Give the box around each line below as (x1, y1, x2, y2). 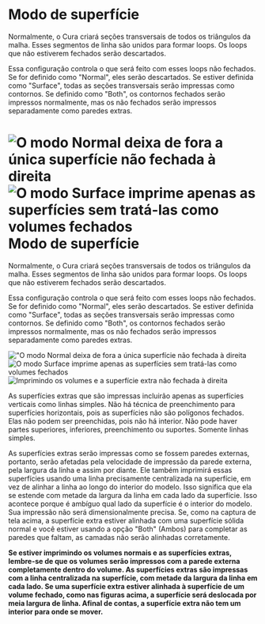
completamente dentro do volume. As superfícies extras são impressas (8, 565, 248, 574)
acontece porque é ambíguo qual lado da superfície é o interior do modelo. (8, 499, 253, 508)
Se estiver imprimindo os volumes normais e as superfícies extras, (8, 548, 232, 557)
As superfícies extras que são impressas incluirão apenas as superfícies (8, 390, 244, 401)
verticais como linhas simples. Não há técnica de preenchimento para (8, 399, 236, 409)
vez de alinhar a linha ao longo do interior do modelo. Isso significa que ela (8, 481, 252, 492)
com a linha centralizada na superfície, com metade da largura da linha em (8, 573, 258, 583)
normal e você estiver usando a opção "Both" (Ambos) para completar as (8, 524, 248, 534)
